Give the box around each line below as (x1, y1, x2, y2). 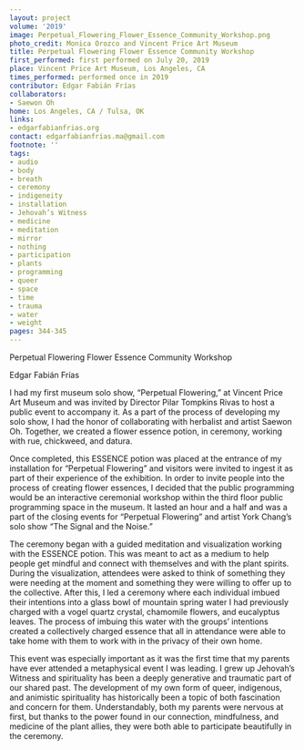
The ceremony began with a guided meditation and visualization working (9, 539, 282, 550)
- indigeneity (9, 191, 64, 200)
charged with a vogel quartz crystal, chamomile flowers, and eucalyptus (9, 607, 280, 617)
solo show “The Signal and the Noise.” (9, 521, 153, 531)
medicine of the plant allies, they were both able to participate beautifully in (9, 721, 292, 732)
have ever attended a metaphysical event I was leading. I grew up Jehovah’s (9, 663, 296, 673)
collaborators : (9, 89, 67, 98)
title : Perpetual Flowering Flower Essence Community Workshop (9, 47, 255, 57)
